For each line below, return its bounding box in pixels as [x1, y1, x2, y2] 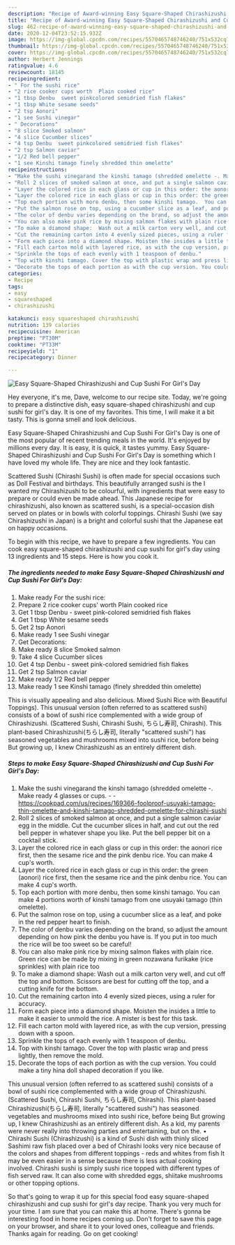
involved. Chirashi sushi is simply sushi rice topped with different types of [8, 1164, 220, 1172]
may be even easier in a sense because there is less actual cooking [8, 1157, 202, 1165]
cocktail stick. [17, 836, 59, 845]
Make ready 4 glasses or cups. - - [17, 792, 116, 800]
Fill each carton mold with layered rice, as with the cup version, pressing [17, 1021, 227, 1031]
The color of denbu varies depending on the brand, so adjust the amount [17, 925, 227, 933]
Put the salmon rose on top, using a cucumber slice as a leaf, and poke [17, 910, 222, 919]
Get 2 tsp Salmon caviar [17, 668, 88, 676]
